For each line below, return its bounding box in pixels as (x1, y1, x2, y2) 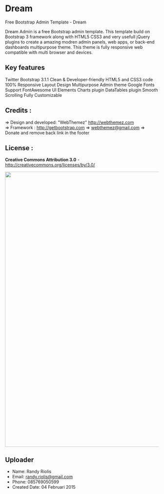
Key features (5, 64, 45, 72)
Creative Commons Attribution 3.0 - (5, 157, 80, 163)
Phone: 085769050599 (12, 479, 60, 485)
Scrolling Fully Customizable (5, 92, 62, 98)
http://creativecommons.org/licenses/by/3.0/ (5, 162, 95, 168)
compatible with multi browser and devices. (5, 49, 93, 55)
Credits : (5, 106, 32, 115)
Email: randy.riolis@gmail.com (12, 474, 73, 480)
